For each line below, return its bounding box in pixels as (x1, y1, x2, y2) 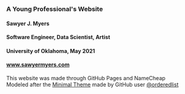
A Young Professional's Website (6, 5, 103, 13)
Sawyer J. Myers (6, 20, 50, 27)
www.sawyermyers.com (6, 61, 70, 68)
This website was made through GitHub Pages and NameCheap (6, 74, 166, 81)
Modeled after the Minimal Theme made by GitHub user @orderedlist (6, 81, 179, 88)
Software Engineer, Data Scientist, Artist (6, 34, 110, 41)
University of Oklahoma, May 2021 (6, 47, 95, 54)
